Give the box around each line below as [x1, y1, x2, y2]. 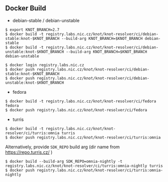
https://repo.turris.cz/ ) [5, 149, 53, 155]
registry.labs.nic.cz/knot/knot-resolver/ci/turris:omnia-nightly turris [5, 163, 163, 168]
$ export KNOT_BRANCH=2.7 [5, 27, 59, 32]
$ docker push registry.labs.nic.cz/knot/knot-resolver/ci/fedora [5, 107, 147, 112]
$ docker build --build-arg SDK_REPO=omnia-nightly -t [5, 159, 123, 164]
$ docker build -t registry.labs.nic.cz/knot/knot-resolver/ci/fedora [5, 98, 156, 104]
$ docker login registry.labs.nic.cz [5, 63, 85, 68]
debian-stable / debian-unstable [12, 17, 79, 23]
